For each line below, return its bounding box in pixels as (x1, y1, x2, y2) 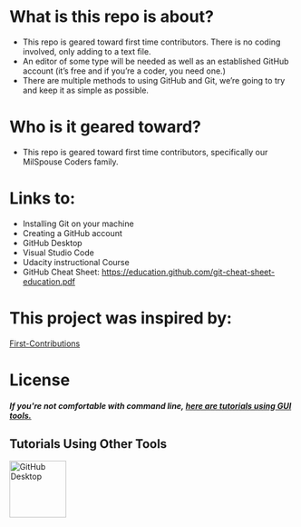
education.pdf (22, 275, 75, 287)
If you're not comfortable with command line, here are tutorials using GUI (9, 400, 292, 411)
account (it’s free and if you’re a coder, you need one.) (22, 65, 227, 76)
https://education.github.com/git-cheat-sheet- (101, 266, 275, 277)
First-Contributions (9, 338, 81, 349)
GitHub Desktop (22, 237, 83, 248)
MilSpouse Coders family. (22, 156, 120, 167)
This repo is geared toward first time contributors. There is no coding (22, 36, 281, 47)
